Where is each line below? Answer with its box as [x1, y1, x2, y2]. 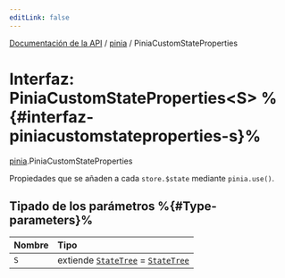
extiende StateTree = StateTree [57, 254, 189, 266]
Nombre [13, 239, 49, 251]
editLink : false [9, 13, 70, 22]
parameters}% [9, 212, 94, 228]
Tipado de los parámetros [9, 198, 155, 214]
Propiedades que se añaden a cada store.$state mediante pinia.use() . [9, 173, 275, 183]
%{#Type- [157, 198, 217, 214]
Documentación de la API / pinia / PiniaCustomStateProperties [9, 38, 239, 48]
